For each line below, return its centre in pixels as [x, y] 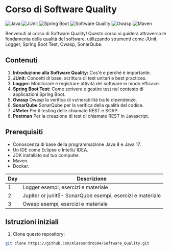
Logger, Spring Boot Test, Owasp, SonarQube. [54, 44]
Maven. [21, 160]
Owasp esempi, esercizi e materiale [65, 204]
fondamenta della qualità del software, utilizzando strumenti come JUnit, [82, 39]
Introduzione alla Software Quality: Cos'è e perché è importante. [82, 72]
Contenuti [22, 60]
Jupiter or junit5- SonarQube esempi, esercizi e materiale [92, 195]
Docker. [21, 166]
